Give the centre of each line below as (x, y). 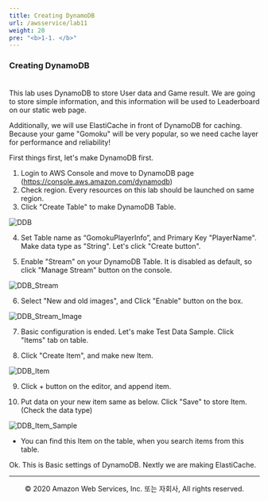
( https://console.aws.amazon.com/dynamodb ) (97, 181)
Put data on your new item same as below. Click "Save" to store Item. (134, 402)
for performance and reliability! (60, 142)
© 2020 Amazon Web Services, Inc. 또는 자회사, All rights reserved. (134, 488)
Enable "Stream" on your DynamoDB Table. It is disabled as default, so (136, 261)
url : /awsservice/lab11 (49, 23)
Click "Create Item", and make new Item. (87, 355)
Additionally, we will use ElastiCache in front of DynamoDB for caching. (126, 125)
